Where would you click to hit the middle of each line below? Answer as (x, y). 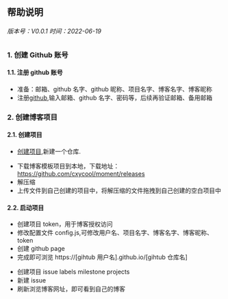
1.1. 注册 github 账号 (35, 73)
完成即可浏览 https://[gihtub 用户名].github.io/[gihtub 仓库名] (102, 257)
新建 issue (31, 280)
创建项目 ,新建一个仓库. (49, 151)
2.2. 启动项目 (26, 208)
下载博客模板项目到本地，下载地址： (68, 166)
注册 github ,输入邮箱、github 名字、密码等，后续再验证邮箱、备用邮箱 (115, 98)
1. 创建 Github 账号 (38, 55)
